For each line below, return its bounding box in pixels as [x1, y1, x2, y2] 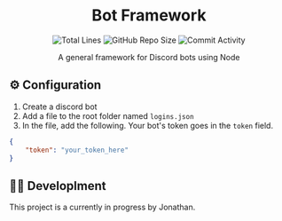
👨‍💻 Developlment [9, 178, 106, 193]
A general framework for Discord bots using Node [58, 51, 240, 62]
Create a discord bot [21, 101, 98, 112]
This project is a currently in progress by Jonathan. [9, 201, 196, 213]
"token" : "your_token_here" [25, 146, 129, 154]
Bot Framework [91, 5, 207, 26]
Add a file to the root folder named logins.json [21, 110, 194, 121]
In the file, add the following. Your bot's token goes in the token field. [21, 120, 273, 130]
